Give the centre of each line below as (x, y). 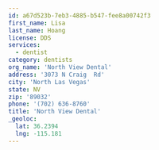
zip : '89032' (30, 97)
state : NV (25, 89)
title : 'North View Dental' (55, 112)
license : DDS (30, 38)
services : (25, 45)
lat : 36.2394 (37, 126)
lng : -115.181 (39, 133)
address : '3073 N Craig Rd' (56, 75)
